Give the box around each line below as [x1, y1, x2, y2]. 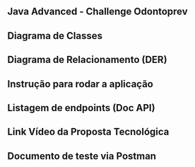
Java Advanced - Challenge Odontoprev [7, 6, 189, 18]
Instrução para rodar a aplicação [7, 78, 153, 90]
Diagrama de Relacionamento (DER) [7, 54, 167, 66]
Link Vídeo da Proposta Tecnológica [7, 126, 170, 138]
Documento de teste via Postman [7, 150, 157, 162]
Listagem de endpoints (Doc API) [7, 102, 155, 114]
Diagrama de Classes [7, 30, 103, 42]
